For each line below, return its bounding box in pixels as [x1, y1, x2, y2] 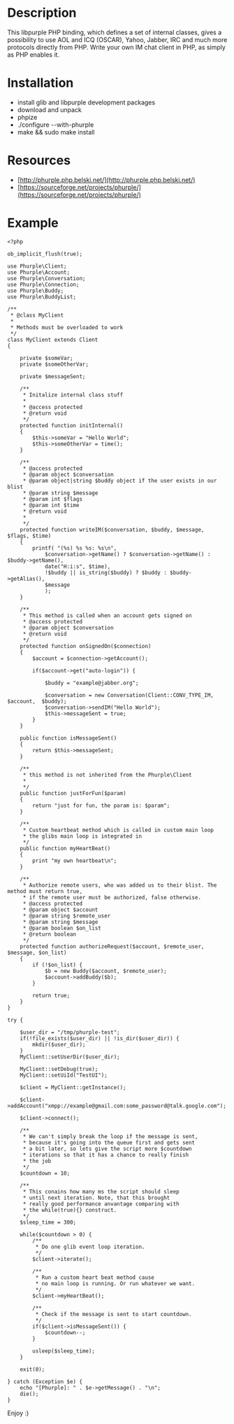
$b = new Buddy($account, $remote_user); [44, 967, 168, 974]
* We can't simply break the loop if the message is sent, [22, 1133, 198, 1140]
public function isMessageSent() [20, 734, 117, 742]
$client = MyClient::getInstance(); [20, 1084, 127, 1091]
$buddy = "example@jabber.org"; [44, 679, 139, 686]
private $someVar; [20, 354, 73, 361]
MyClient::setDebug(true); [20, 1065, 98, 1072]
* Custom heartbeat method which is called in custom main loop [22, 827, 214, 834]
